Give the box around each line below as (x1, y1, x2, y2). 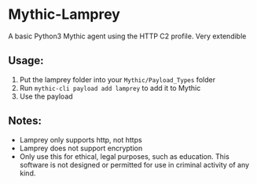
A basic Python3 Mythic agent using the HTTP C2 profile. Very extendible (8, 31, 247, 41)
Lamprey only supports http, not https (19, 135, 143, 144)
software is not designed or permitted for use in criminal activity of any (19, 160, 250, 169)
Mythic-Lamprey (8, 5, 120, 23)
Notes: (8, 114, 42, 128)
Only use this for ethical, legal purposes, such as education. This (19, 151, 229, 161)
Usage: (8, 54, 45, 67)
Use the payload (19, 92, 73, 101)
